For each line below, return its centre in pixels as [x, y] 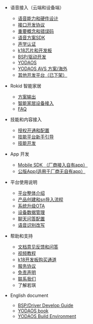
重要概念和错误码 [36, 31]
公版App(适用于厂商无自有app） [52, 171]
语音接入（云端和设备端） [37, 7]
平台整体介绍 [31, 193]
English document [29, 295]
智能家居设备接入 [36, 103]
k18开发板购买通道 [37, 260]
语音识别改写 [31, 225]
